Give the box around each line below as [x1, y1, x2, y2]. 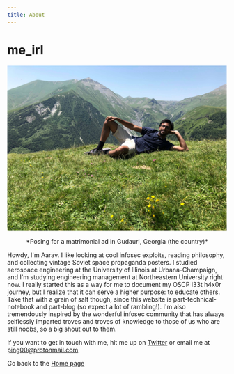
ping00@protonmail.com [7, 345, 79, 354]
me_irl [7, 42, 44, 58]
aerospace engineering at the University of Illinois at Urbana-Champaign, [7, 265, 217, 274]
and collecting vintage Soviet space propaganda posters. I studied [7, 258, 198, 266]
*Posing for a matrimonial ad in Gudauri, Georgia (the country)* [25, 237, 209, 245]
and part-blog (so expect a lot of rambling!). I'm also [36, 302, 186, 311]
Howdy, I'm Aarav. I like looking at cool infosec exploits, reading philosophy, [7, 251, 225, 259]
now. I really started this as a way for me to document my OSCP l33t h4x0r [7, 280, 221, 288]
